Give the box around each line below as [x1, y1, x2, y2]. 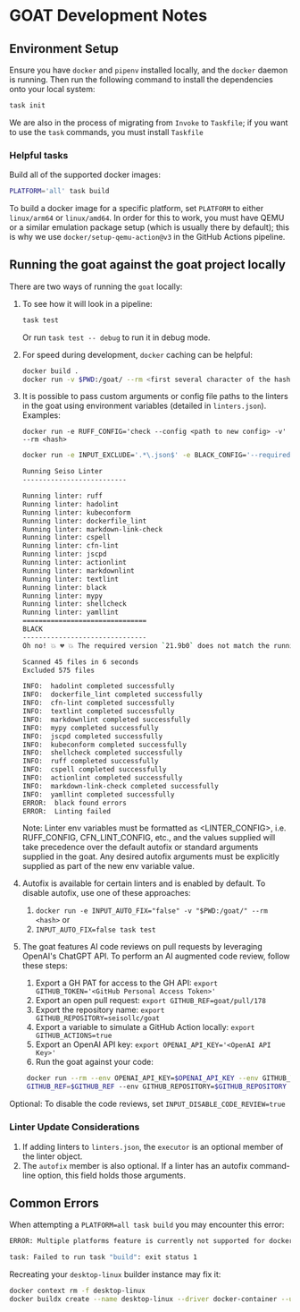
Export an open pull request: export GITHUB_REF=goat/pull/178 [35, 995, 266, 1006]
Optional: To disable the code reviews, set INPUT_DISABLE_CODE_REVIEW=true [9, 1098, 286, 1110]
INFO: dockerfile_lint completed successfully [21, 690, 203, 699]
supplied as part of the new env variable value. [21, 861, 195, 872]
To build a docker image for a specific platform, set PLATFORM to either [9, 203, 264, 214]
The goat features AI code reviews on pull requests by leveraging [21, 941, 262, 952]
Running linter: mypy [21, 592, 103, 601]
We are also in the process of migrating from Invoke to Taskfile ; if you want [9, 117, 288, 128]
